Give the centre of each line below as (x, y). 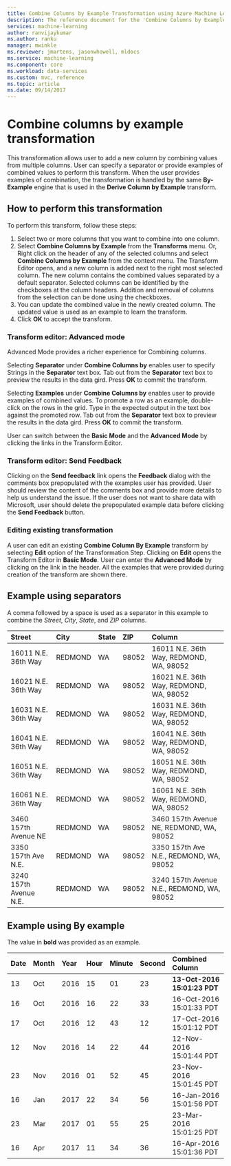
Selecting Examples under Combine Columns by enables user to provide (111, 393)
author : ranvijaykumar (40, 33)
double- (202, 400)
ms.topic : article (33, 84)
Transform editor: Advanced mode (66, 336)
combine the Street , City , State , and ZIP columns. (77, 620)
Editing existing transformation (60, 530)
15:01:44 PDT (195, 1056)
